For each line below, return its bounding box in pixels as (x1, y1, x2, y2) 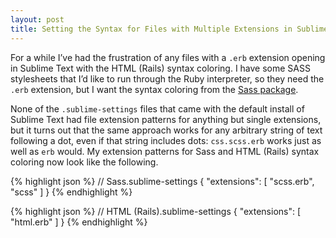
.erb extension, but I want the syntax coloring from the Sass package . (10, 83, 299, 95)
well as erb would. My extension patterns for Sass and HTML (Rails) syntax (10, 145, 320, 157)
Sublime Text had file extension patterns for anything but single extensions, (10, 113, 322, 125)
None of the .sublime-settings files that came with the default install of (10, 102, 305, 115)
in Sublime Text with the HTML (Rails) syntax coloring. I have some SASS (10, 62, 311, 74)
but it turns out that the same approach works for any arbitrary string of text (10, 124, 323, 136)
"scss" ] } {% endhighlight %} (10, 186, 133, 198)
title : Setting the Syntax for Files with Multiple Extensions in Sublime (10, 24, 329, 34)
